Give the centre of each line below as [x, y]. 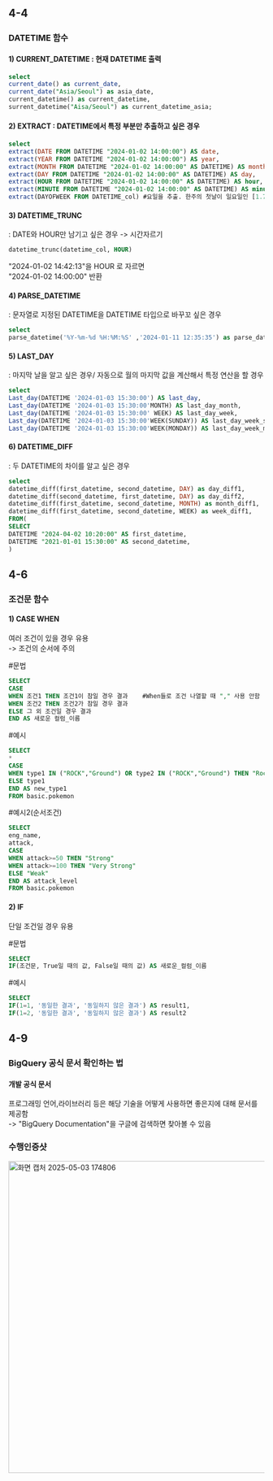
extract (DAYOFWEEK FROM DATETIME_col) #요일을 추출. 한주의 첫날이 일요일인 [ [132, 197]
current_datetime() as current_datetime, [80, 100]
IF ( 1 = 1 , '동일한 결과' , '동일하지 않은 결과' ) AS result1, [100, 1006]
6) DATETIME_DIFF [41, 447]
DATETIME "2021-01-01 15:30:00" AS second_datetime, [100, 541]
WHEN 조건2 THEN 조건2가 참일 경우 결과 [68, 704]
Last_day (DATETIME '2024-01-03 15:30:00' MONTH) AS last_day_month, [125, 406]
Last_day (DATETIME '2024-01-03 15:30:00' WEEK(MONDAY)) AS [108, 428]
